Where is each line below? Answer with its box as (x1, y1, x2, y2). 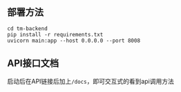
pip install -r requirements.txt (7, 31, 104, 38)
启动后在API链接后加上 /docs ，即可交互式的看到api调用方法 (7, 77, 174, 85)
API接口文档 (7, 58, 59, 69)
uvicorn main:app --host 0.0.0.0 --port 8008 (7, 37, 140, 44)
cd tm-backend (7, 25, 48, 32)
